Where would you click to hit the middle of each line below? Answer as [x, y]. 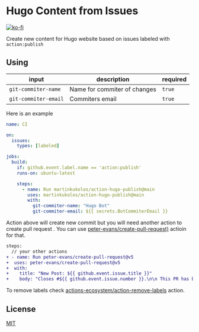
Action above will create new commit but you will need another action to [94, 223]
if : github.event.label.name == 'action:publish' [79, 167]
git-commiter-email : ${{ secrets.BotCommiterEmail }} [100, 211]
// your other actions [39, 252]
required [174, 79]
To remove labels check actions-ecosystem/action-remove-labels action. [95, 291]
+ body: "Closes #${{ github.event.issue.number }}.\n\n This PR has [98, 279]
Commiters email [93, 99]
